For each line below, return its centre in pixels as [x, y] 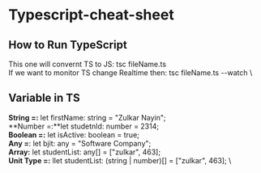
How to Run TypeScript [68, 45]
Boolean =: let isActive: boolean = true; [74, 134]
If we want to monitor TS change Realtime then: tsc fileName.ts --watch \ [130, 73]
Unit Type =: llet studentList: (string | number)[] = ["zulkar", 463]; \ [120, 160]
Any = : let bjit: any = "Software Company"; [80, 143]
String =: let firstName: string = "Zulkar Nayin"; [87, 117]
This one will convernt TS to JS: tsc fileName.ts [88, 64]
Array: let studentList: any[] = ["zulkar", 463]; [84, 152]
